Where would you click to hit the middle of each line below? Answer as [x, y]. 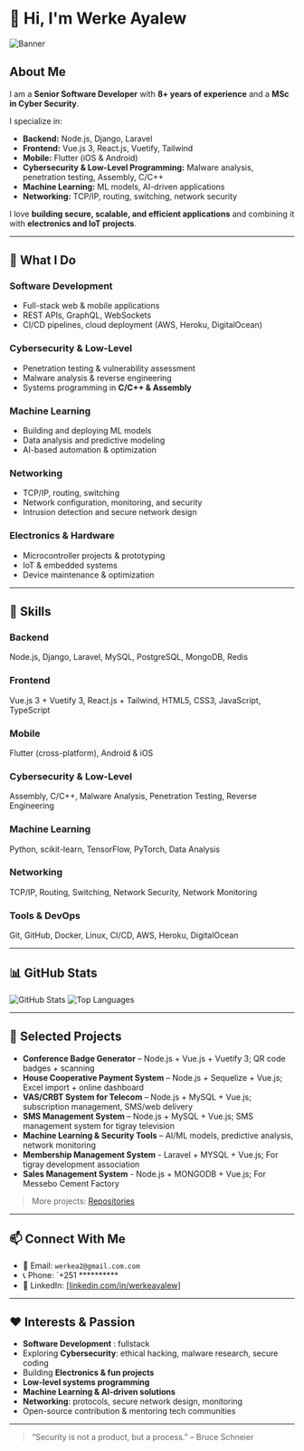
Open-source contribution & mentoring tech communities [129, 1411]
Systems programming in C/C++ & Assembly [107, 387]
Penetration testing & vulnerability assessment [109, 368]
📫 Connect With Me [68, 1239]
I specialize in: [36, 120]
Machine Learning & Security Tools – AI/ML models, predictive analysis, [158, 1135]
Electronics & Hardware [62, 536]
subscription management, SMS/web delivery [107, 1106]
